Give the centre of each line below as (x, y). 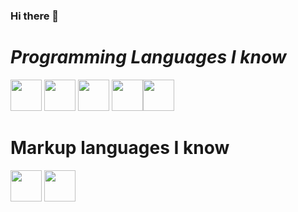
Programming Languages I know (148, 57)
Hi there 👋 (35, 16)
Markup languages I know (120, 148)
